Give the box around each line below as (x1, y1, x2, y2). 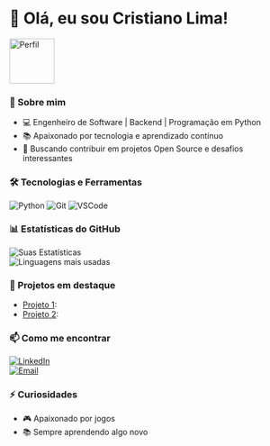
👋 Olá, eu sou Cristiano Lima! (9, 8, 229, 29)
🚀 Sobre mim (9, 96, 66, 108)
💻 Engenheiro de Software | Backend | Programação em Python (22, 117, 261, 128)
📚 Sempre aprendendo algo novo (22, 426, 148, 437)
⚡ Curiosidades (9, 388, 78, 401)
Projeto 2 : (22, 309, 59, 320)
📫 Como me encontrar (9, 332, 111, 345)
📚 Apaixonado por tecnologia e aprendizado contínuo (22, 131, 223, 141)
